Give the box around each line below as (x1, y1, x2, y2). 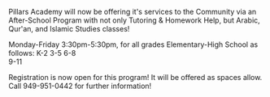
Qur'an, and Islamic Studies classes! (8, 24, 130, 33)
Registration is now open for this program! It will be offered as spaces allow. (8, 73, 263, 82)
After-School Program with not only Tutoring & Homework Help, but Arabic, (8, 15, 260, 25)
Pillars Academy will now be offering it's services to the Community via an (8, 7, 257, 16)
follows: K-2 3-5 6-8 (8, 48, 76, 57)
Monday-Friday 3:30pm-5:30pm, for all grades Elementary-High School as (8, 40, 259, 49)
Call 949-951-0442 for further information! (8, 81, 152, 91)
